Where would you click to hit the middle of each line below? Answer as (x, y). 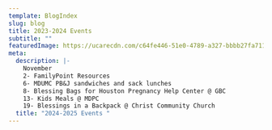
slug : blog (27, 23)
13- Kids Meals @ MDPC (61, 99)
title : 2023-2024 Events (50, 31)
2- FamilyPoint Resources (67, 76)
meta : (17, 53)
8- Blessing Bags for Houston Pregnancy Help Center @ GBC (125, 91)
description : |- (43, 61)
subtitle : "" (30, 38)
